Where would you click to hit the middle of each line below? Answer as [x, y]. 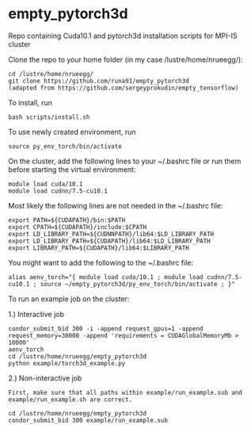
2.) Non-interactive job [45, 378]
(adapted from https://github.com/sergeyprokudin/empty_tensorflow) [124, 88]
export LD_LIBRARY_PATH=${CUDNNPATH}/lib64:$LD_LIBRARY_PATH [111, 234]
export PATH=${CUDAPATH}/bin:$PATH [67, 220]
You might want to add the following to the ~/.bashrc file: [101, 262]
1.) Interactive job [36, 314]
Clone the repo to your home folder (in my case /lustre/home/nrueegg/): [125, 59]
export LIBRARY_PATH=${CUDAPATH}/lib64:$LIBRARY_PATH [99, 248]
